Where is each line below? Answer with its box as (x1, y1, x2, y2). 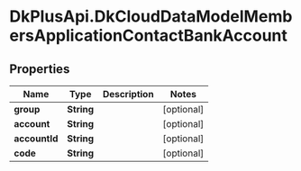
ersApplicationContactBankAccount (9, 25, 288, 46)
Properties (9, 61, 70, 76)
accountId (14, 132, 59, 145)
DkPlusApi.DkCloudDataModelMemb (9, 6, 293, 27)
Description (102, 88, 155, 100)
